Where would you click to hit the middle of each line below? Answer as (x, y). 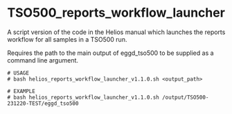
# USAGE (18, 73)
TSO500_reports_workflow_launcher (116, 13)
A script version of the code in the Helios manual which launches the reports (116, 32)
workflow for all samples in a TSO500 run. (67, 39)
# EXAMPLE (21, 91)
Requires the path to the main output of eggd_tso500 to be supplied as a (110, 53)
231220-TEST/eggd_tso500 (43, 103)
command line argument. (43, 60)
